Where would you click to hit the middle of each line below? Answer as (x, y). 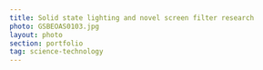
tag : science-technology (56, 52)
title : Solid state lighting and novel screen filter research (132, 18)
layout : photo (36, 35)
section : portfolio (46, 43)
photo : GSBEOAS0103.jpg (55, 26)
